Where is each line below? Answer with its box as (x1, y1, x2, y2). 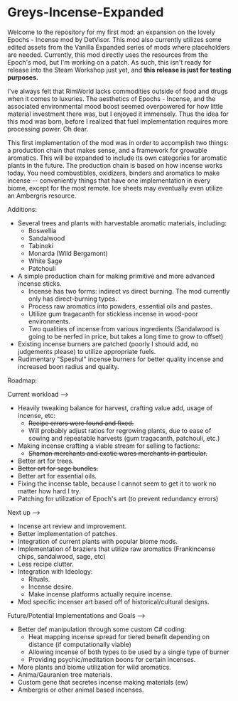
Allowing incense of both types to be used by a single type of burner (28, 648, 229, 656)
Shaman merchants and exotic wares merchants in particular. (28, 449, 207, 457)
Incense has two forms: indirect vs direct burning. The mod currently (28, 287, 230, 295)
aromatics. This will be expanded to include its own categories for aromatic (7, 154, 227, 162)
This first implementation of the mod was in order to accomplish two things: (7, 138, 229, 146)
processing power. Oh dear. (7, 124, 89, 133)
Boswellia (28, 226, 57, 235)
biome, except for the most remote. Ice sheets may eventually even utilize (7, 183, 223, 192)
